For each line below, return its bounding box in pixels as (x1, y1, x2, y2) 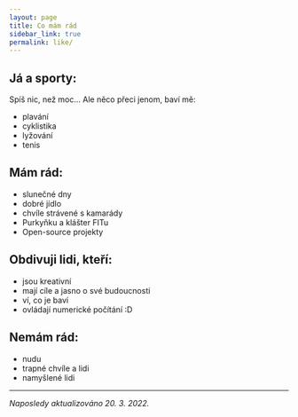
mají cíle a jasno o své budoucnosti (21, 285, 151, 295)
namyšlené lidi (21, 372, 75, 382)
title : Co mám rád (9, 21, 77, 30)
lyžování (21, 130, 53, 141)
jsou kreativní (21, 276, 72, 287)
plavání (21, 112, 49, 122)
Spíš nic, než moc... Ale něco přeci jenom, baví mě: (9, 94, 196, 105)
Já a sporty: (9, 70, 77, 85)
